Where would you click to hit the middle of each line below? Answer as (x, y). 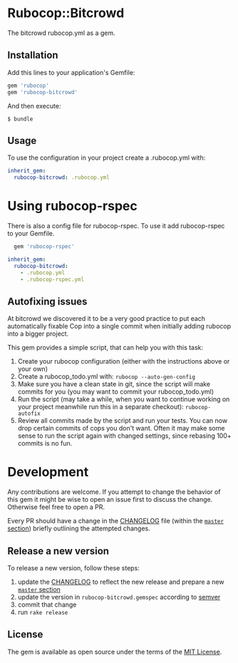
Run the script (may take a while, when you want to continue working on (124, 399)
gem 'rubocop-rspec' (44, 247)
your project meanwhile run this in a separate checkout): (100, 407)
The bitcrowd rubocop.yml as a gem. (61, 33)
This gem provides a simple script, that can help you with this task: (105, 348)
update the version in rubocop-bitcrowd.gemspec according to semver (119, 597)
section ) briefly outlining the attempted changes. (79, 528)
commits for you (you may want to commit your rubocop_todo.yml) (116, 392)
